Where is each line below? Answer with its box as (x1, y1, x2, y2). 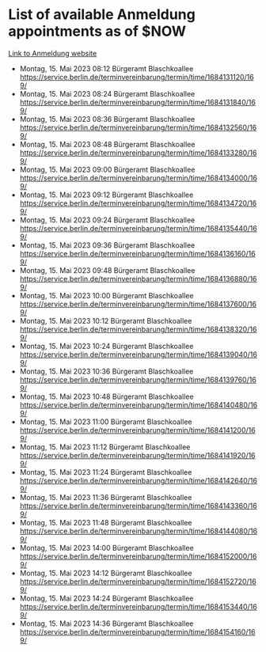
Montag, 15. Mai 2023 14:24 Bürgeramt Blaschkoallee (19, 593, 194, 603)
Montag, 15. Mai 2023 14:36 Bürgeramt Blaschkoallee (19, 619, 194, 628)
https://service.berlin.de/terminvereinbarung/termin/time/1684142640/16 (19, 476, 257, 485)
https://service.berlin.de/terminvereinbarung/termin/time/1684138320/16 (19, 324, 257, 334)
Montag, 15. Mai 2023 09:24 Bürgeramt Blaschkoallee (19, 215, 196, 225)
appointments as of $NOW (8, 22, 187, 40)
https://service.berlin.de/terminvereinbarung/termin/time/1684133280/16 (19, 148, 257, 157)
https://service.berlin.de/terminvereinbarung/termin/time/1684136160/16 (19, 248, 256, 258)
